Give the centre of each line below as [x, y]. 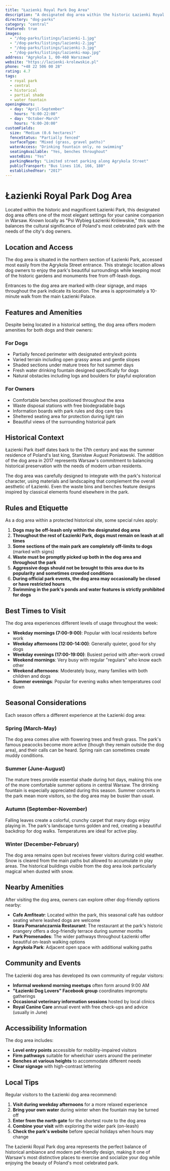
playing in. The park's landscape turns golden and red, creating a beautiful [83, 826]
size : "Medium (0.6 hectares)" [43, 133]
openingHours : [20, 105]
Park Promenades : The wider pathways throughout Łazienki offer [81, 936]
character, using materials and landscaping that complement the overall [80, 481]
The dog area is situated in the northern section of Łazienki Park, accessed [84, 260]
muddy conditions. [25, 755]
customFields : [20, 128]
